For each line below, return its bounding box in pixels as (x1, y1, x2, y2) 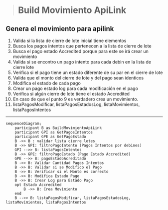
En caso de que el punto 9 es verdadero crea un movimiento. (12, 96, 139, 102)
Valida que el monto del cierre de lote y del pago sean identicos (12, 75, 144, 80)
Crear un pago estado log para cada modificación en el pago (12, 85, 139, 91)
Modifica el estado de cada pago (12, 80, 81, 86)
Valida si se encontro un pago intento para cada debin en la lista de (12, 59, 152, 64)
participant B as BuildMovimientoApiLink (14, 125, 102, 130)
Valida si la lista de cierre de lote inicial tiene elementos (12, 37, 127, 43)
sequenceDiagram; (5, 121, 42, 126)
